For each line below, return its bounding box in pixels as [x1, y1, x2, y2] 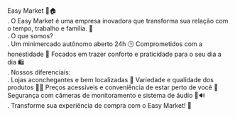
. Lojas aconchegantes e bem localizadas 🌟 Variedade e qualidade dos [7, 76, 214, 84]
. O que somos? [7, 32, 53, 40]
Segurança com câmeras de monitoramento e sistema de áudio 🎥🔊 [7, 91, 206, 99]
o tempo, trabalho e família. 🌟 [7, 24, 94, 33]
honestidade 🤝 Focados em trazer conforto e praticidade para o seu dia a [7, 50, 222, 58]
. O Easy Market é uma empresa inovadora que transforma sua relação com [7, 17, 229, 25]
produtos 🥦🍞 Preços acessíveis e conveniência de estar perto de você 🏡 [7, 83, 219, 91]
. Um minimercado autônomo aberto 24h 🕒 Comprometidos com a [7, 40, 203, 48]
